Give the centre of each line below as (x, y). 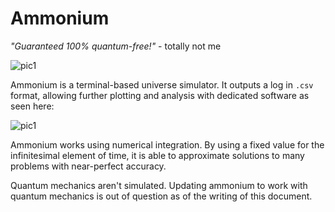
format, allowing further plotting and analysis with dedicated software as (160, 95)
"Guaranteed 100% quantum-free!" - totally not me (116, 46)
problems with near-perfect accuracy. (88, 166)
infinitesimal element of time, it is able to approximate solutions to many (157, 155)
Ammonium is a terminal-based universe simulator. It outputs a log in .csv (162, 84)
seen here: (32, 106)
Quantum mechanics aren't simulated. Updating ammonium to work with (159, 185)
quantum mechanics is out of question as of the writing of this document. (161, 196)
